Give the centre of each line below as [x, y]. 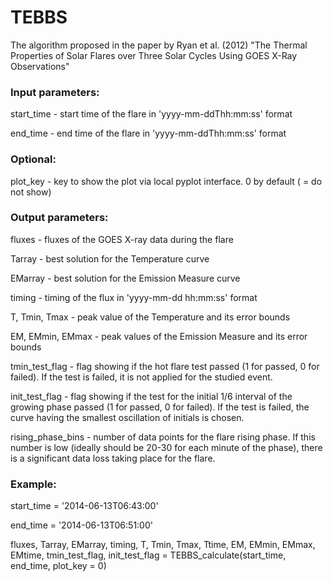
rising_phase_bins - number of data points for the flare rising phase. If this [163, 437]
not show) [31, 192]
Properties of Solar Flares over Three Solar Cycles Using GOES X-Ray [154, 55]
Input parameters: [55, 92]
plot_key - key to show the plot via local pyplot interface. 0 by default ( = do [166, 181]
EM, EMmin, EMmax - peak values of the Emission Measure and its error [159, 336]
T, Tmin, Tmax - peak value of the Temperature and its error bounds [150, 317]
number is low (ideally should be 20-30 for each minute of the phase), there [166, 447]
